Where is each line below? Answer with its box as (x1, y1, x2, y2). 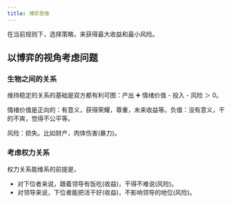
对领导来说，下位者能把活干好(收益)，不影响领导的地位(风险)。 (17, 188, 196, 196)
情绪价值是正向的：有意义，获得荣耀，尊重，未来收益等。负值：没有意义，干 (7, 106, 225, 114)
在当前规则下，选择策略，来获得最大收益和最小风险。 (7, 30, 159, 38)
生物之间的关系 (7, 74, 57, 83)
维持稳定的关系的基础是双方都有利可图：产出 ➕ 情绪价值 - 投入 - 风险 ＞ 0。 (7, 91, 222, 100)
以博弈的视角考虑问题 (7, 52, 98, 64)
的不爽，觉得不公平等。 (7, 114, 74, 122)
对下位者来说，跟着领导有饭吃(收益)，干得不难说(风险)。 (17, 180, 178, 188)
